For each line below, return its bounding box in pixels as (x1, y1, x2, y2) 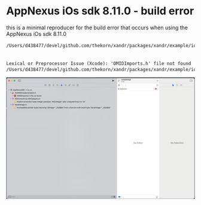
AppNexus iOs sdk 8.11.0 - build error (6, 4, 194, 18)
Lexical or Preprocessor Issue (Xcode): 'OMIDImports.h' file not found (6, 60, 191, 66)
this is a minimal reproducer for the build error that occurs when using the (6, 24, 188, 31)
